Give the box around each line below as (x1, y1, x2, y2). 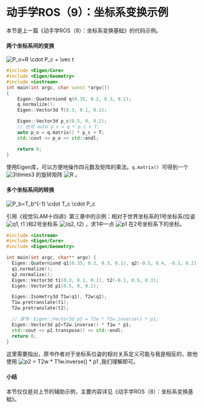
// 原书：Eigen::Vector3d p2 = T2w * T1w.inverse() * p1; (12, 316, 159, 322)
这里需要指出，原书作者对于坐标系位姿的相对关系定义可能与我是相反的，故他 (6, 350, 198, 358)
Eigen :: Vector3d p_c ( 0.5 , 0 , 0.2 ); (17, 118, 107, 125)
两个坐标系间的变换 (6, 42, 55, 49)
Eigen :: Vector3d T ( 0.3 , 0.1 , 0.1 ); (17, 107, 107, 113)
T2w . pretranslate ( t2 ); (12, 305, 69, 311)
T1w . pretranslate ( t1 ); (12, 299, 69, 306)
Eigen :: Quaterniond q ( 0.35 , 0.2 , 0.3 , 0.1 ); (17, 95, 132, 102)
